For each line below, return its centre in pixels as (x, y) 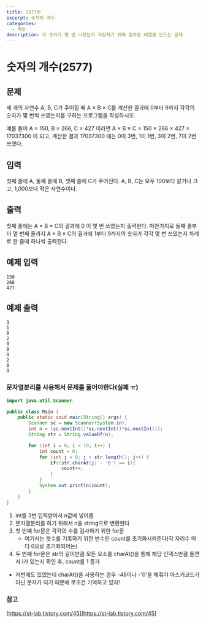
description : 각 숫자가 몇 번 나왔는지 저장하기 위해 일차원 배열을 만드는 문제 (95, 35)
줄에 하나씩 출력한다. (44, 241)
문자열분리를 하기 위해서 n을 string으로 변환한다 (72, 523)
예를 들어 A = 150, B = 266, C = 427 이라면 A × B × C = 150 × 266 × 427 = (98, 128)
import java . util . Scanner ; (41, 401)
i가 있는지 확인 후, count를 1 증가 (61, 561)
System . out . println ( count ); (75, 486)
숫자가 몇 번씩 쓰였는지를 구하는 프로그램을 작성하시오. (71, 116)
